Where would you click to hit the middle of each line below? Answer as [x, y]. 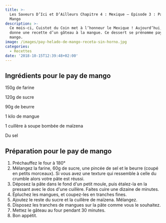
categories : [17, 46]
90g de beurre [20, 107]
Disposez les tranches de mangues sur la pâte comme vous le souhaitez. [86, 205]
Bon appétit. [25, 215]
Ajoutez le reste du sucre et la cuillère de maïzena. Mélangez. [75, 200]
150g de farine [20, 88]
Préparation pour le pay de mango [59, 151]
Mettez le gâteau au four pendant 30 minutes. [59, 210]
